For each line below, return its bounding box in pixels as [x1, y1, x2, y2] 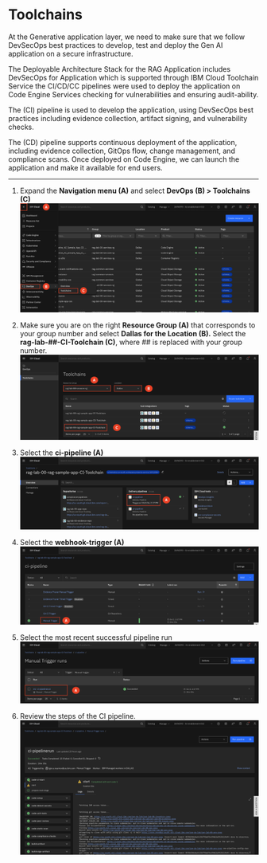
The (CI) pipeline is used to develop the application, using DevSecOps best [8, 105, 254, 115]
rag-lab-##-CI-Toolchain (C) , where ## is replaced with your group [19, 337, 242, 347]
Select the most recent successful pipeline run [19, 633, 172, 642]
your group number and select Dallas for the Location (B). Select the [19, 328, 246, 338]
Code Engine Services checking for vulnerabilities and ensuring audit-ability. [8, 89, 259, 99]
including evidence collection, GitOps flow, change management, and [8, 146, 236, 155]
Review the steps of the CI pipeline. [19, 712, 137, 721]
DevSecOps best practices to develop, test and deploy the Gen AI [8, 40, 223, 49]
